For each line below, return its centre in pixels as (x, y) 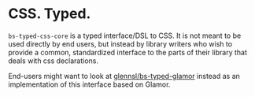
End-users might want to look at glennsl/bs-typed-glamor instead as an (124, 76)
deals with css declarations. (53, 61)
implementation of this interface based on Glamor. (89, 84)
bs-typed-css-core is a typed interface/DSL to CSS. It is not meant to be (125, 35)
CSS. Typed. (50, 14)
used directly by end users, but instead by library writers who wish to (120, 43)
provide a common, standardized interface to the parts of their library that (128, 52)
